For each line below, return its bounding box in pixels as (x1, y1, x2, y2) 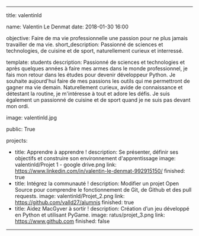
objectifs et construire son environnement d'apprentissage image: (14, 155, 176, 161)
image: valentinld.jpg (6, 114, 57, 121)
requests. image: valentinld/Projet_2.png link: (14, 193, 125, 199)
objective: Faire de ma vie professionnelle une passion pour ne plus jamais (6, 35, 188, 41)
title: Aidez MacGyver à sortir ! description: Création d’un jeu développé (14, 205, 190, 212)
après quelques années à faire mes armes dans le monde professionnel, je (6, 65, 188, 72)
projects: (6, 137, 28, 144)
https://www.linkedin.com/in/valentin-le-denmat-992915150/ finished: (14, 167, 185, 174)
